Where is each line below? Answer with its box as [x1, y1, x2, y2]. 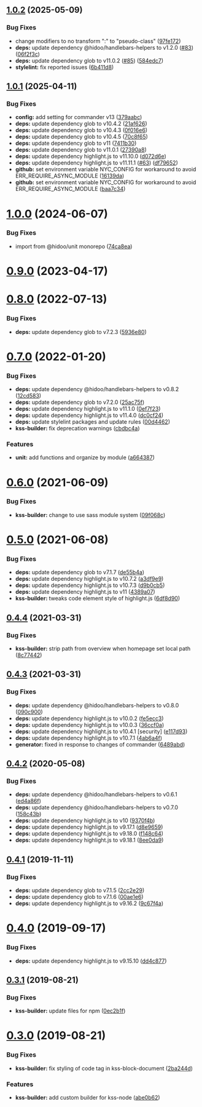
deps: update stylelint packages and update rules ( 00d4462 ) [15, 418, 171, 425]
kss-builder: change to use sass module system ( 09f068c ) [15, 511, 166, 518]
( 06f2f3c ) [15, 50, 40, 58]
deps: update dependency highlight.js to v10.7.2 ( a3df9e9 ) [15, 575, 164, 583]
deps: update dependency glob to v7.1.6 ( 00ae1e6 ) [15, 893, 144, 901]
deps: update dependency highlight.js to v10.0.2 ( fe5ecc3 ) [15, 715, 164, 722]
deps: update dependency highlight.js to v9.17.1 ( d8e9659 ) [15, 823, 163, 831]
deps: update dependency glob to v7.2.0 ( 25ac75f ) [15, 398, 145, 406]
